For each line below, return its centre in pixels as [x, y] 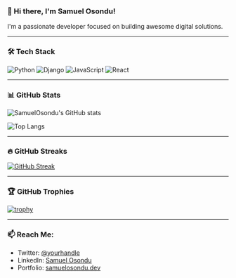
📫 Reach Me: [31, 234]
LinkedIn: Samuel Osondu [54, 260]
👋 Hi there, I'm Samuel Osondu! [61, 11]
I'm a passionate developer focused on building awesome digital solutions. [115, 27]
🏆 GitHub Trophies [41, 192]
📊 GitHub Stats [34, 95]
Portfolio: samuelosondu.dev [59, 267]
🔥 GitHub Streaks [38, 151]
